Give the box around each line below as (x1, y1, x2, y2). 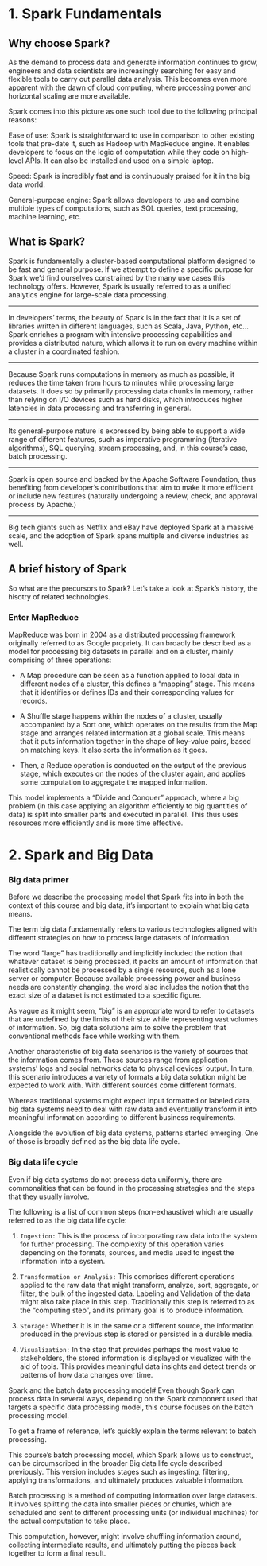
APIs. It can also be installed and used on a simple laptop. (25, 156, 215, 165)
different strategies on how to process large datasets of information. (8, 933, 232, 943)
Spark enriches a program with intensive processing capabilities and (8, 329, 233, 339)
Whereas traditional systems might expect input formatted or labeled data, (8, 1096, 252, 1106)
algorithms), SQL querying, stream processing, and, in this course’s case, (8, 443, 248, 452)
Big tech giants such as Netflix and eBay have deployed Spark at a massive (8, 522, 254, 532)
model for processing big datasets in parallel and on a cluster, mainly (8, 646, 234, 656)
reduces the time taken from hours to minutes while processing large (8, 378, 234, 387)
